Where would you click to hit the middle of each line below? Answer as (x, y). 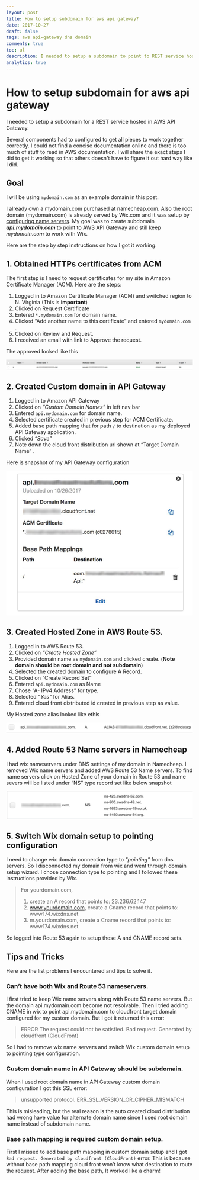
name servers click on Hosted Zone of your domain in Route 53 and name (96, 776)
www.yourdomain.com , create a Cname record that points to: (104, 908)
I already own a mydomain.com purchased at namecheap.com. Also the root (99, 209)
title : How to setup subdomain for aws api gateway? (73, 19)
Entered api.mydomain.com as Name (58, 684)
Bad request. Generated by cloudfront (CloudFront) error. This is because (98, 1158)
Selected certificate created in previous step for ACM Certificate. (94, 420)
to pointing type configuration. (43, 1053)
